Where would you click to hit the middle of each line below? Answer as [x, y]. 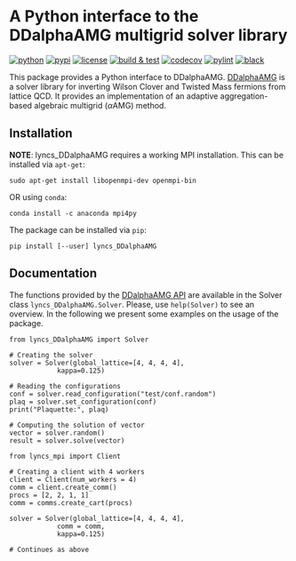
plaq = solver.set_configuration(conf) [83, 402]
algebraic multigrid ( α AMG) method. [100, 105]
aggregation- [244, 96]
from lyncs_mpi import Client [65, 456]
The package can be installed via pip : [78, 229]
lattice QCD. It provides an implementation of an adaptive [114, 96]
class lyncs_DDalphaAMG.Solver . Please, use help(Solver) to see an [132, 304]
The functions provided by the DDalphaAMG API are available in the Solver [146, 294]
